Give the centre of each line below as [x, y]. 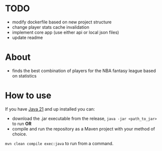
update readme [27, 38]
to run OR [22, 123]
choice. [20, 134]
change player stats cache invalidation [51, 27]
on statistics [24, 75]
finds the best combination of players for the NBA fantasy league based [84, 71]
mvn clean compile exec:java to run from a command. [59, 143]
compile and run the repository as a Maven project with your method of [83, 129]
